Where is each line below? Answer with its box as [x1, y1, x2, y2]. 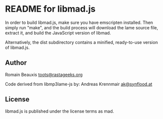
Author [5, 59, 27, 67]
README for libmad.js [5, 3, 96, 15]
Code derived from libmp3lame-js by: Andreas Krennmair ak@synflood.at [5, 81, 152, 87]
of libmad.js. [5, 44, 30, 50]
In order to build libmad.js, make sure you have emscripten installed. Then [5, 20, 153, 25]
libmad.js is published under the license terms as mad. [5, 108, 114, 114]
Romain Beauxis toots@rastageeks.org [5, 72, 83, 78]
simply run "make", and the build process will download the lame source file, [5, 24, 158, 30]
